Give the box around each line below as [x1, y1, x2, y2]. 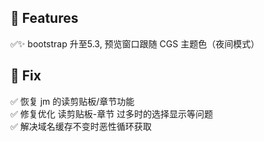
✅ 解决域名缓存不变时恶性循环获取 [10, 120, 152, 132]
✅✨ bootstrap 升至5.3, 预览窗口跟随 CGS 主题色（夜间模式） [10, 37, 260, 50]
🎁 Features [10, 10, 79, 27]
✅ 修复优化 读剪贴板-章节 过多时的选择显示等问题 [10, 107, 214, 120]
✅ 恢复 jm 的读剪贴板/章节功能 [10, 95, 135, 107]
